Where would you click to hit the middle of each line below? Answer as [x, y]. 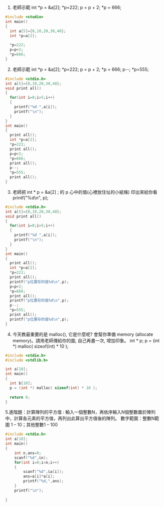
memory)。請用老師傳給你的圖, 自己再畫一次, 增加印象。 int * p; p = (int [86, 340]
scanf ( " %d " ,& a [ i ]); [44, 472]
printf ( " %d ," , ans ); [44, 481]
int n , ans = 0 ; [28, 453]
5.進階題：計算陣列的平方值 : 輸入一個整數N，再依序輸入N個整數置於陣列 [80, 412]
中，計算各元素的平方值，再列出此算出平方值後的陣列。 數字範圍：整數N [80, 418]
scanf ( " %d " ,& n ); [31, 458]
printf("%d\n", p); [30, 197]
